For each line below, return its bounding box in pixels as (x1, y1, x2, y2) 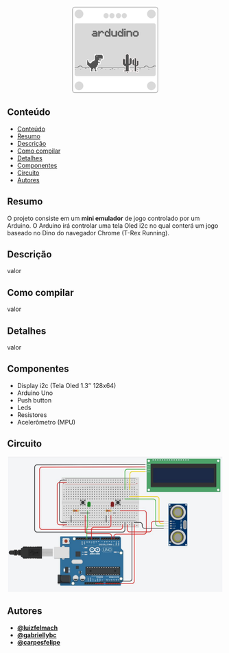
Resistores (16, 410, 47, 419)
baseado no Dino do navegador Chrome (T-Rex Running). (7, 228, 170, 237)
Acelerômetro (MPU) (16, 418, 76, 426)
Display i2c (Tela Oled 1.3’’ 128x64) (16, 381, 117, 389)
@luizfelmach (16, 623, 58, 632)
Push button (16, 396, 52, 404)
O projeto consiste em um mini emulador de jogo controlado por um (7, 214, 200, 222)
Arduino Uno (16, 389, 53, 397)
